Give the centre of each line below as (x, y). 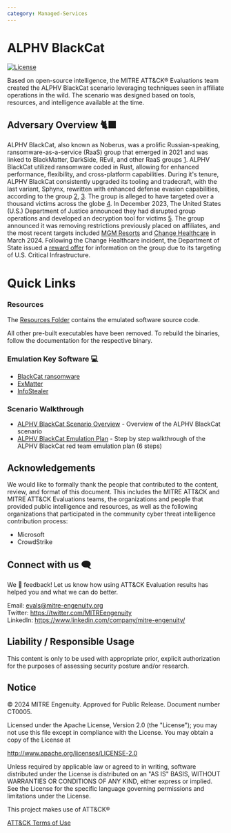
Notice (22, 687)
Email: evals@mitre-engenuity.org (55, 606)
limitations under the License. (49, 796)
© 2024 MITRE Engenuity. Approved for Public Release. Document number (114, 704)
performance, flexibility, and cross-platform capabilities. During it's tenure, (113, 174)
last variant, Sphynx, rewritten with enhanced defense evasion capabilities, (113, 189)
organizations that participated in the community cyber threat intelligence (111, 514)
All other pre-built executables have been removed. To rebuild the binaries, (113, 333)
